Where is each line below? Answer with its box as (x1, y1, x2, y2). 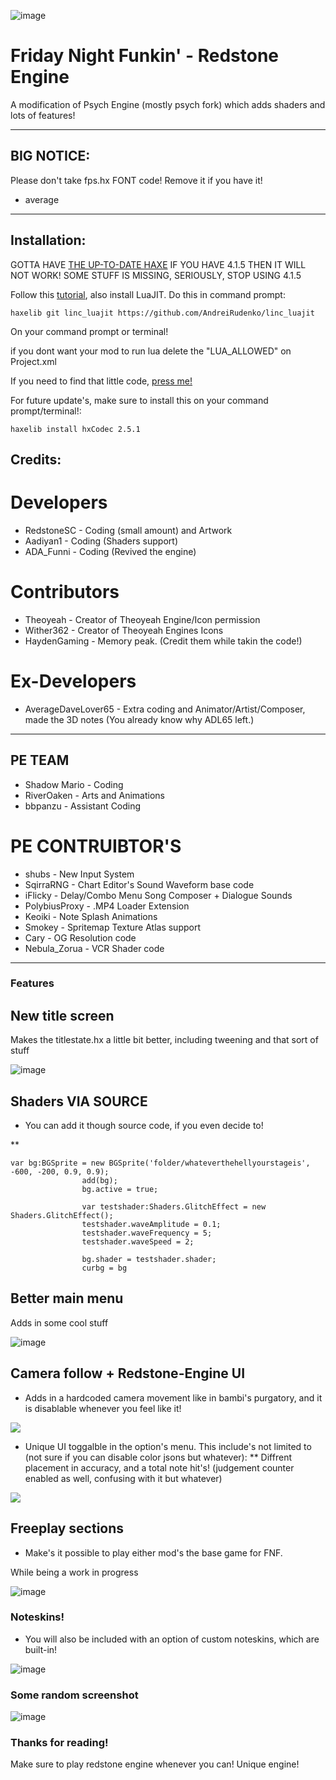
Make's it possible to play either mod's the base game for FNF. (24, 1546, 283, 1559)
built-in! (24, 1643, 58, 1655)
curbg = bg (81, 1263, 128, 1274)
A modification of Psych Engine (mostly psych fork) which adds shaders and (10, 98, 326, 110)
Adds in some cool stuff (10, 1316, 109, 1329)
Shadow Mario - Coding (24, 778, 124, 790)
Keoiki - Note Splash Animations (24, 910, 158, 922)
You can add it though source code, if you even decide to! (24, 1120, 264, 1132)
